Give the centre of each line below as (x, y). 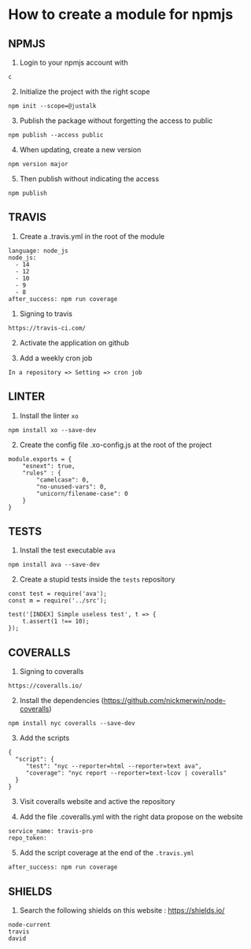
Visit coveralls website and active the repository (97, 802)
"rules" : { (42, 473)
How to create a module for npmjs (121, 15)
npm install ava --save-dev (54, 565)
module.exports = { (40, 459)
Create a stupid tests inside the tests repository (97, 579)
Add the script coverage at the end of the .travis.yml (107, 853)
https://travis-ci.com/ (47, 328)
